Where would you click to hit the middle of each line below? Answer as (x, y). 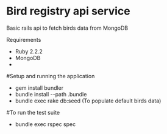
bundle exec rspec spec (45, 124)
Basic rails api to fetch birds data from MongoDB (67, 28)
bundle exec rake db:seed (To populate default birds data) (88, 101)
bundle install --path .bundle (51, 94)
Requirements (24, 39)
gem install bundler (39, 88)
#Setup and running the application (51, 76)
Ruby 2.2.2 (29, 51)
